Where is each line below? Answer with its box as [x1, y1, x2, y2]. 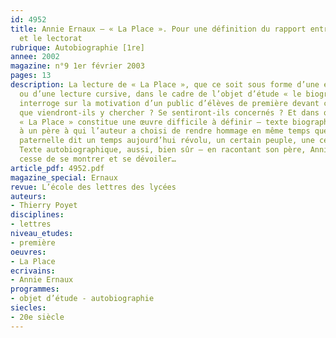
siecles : [10, 303, 47, 313]
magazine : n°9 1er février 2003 [10, 61, 145, 71]
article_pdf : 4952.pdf [10, 163, 105, 173]
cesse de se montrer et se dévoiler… [19, 154, 177, 164]
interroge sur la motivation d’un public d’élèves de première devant [19, 98, 320, 108]
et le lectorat [19, 33, 83, 43]
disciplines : [10, 210, 65, 220]
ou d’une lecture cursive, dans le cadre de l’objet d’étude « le [19, 89, 302, 99]
